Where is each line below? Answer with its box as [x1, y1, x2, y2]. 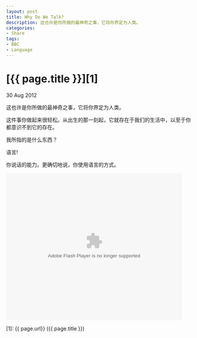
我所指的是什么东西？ [6, 136, 57, 143]
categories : [6, 25, 35, 31]
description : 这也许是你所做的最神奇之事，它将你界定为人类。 [6, 19, 141, 25]
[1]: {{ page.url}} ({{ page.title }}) [6, 324, 85, 332]
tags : [6, 36, 19, 42]
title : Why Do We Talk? [6, 14, 64, 20]
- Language [6, 47, 33, 53]
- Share [6, 31, 25, 36]
